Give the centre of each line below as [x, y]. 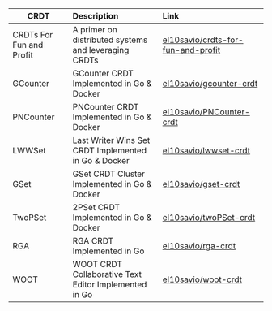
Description [96, 16]
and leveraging [101, 50]
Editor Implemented [110, 285]
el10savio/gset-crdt [201, 184]
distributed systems [110, 40]
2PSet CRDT [96, 207]
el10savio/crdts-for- [203, 40]
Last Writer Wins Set [111, 140]
